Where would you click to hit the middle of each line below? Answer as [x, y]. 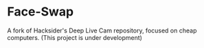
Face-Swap [41, 12]
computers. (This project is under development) [75, 37]
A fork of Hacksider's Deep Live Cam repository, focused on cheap [102, 30]
